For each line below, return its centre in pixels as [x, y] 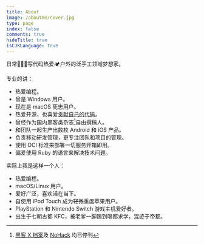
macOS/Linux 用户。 [41, 186]
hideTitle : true [27, 40]
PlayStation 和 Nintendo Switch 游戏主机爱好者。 [76, 208]
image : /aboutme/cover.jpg [40, 18]
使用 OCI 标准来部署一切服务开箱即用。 [64, 145]
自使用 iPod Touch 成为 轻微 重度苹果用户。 [68, 201]
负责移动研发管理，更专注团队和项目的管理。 [71, 137]
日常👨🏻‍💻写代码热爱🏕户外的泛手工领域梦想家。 [65, 64]
